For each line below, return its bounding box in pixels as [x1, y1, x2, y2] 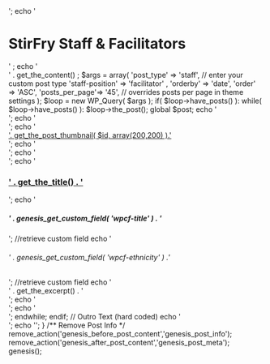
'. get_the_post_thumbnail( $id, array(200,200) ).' [8, 130, 172, 139]
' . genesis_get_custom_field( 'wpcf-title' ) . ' [8, 213, 162, 223]
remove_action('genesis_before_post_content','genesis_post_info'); [8, 329, 233, 339]
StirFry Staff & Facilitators [8, 35, 186, 54]
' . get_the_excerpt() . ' [8, 286, 84, 296]
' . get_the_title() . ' [8, 176, 84, 187]
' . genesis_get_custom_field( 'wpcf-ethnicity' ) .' [8, 252, 170, 262]
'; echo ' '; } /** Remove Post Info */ [8, 320, 126, 330]
